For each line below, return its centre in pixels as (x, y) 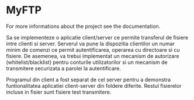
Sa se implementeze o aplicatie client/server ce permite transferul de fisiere (97, 37)
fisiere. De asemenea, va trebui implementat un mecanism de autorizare (93, 56)
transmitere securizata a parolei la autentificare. (64, 68)
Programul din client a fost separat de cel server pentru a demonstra (89, 80)
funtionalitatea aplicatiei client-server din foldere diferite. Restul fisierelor (94, 85)
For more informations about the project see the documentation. (83, 26)
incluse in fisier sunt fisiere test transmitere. (59, 92)
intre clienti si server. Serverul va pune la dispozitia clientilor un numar (91, 44)
